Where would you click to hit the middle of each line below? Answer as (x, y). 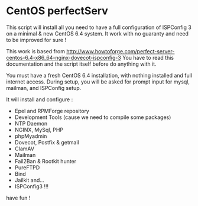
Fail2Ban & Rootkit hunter (46, 161)
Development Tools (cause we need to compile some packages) (93, 117)
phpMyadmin (31, 136)
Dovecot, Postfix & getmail (47, 142)
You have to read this (148, 57)
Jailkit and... (29, 180)
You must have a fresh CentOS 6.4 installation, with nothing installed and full (99, 75)
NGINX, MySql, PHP (39, 130)
